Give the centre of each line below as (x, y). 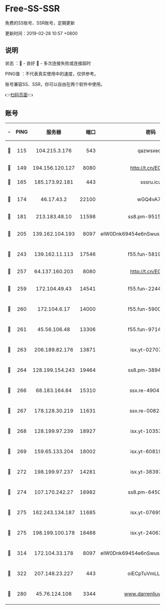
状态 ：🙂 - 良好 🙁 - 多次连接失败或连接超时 (48, 63)
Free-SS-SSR (32, 9)
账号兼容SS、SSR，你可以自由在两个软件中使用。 (55, 84)
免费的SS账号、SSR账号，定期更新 (40, 23)
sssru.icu (151, 182)
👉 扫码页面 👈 (19, 95)
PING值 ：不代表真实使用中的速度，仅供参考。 (52, 73)
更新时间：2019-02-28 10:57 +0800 (41, 33)
